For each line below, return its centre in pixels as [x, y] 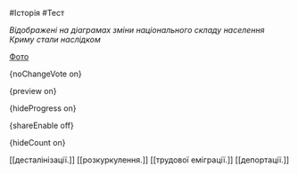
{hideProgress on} [43, 108]
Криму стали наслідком [55, 40]
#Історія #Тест [37, 13]
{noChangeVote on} [46, 74]
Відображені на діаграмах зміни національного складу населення [137, 30]
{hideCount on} [37, 142]
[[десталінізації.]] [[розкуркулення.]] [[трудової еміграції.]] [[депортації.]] [149, 160]
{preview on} [33, 91]
